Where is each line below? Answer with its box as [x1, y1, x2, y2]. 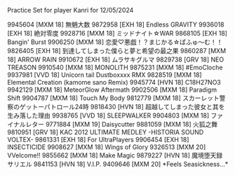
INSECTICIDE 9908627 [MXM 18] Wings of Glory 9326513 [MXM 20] [7, 143, 206, 151]
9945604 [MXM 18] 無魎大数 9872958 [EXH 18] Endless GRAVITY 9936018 [7, 20, 224, 29]
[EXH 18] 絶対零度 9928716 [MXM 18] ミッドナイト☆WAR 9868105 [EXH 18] [7, 29, 228, 37]
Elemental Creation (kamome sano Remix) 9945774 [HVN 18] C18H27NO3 [7, 78, 221, 86]
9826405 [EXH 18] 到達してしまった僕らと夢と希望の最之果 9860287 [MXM [7, 47, 227, 55]
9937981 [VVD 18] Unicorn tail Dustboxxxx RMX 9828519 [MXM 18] [7, 71, 202, 79]
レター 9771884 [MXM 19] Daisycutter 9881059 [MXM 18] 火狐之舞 [25, 120, 218, 128]
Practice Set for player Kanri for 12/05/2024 [7, 6, 134, 14]
